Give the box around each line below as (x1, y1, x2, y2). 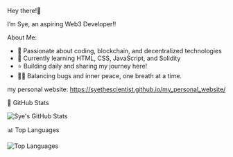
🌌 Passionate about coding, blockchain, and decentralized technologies (17, 47, 222, 55)
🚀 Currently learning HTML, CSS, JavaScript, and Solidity (17, 54, 181, 62)
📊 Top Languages (7, 126, 60, 134)
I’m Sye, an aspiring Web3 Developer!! (7, 20, 116, 28)
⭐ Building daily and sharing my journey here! (17, 62, 148, 70)
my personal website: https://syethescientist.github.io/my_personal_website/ (7, 85, 226, 93)
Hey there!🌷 (7, 7, 42, 15)
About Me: (7, 33, 37, 41)
